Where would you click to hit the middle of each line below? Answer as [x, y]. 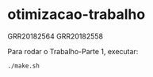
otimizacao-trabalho [76, 15]
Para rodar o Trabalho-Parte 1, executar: [73, 51]
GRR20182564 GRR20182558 [55, 36]
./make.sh [24, 66]
